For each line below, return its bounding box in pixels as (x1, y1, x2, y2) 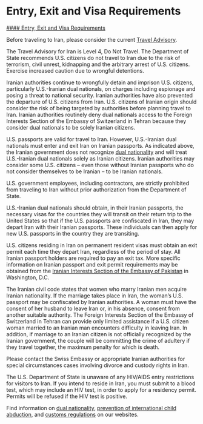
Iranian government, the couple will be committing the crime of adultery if (6, 337, 190, 344)
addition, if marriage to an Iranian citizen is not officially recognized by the (6, 330, 191, 337)
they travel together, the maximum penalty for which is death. (6, 343, 160, 351)
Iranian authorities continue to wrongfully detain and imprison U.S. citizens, (6, 79, 194, 86)
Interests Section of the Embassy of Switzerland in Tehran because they (6, 117, 187, 125)
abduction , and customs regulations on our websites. (6, 411, 139, 418)
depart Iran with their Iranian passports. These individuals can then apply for (6, 223, 198, 231)
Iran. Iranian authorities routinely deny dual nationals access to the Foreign (6, 111, 193, 118)
